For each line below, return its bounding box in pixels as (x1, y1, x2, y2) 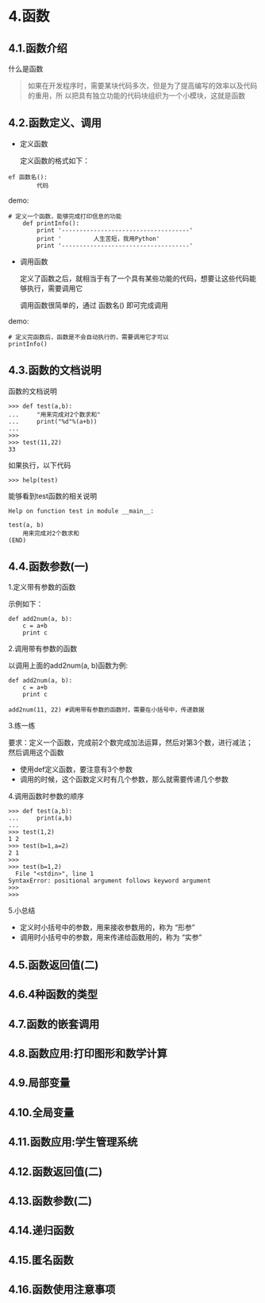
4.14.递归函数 (8, 1224, 75, 1237)
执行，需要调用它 (26, 283, 83, 293)
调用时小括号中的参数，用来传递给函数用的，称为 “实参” (19, 933, 202, 942)
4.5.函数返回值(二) (8, 958, 99, 971)
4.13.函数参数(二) (8, 1194, 93, 1208)
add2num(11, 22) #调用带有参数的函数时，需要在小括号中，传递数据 (8, 706, 205, 714)
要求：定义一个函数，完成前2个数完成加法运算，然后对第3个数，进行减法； (8, 738, 254, 747)
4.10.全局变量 (8, 1106, 75, 1119)
